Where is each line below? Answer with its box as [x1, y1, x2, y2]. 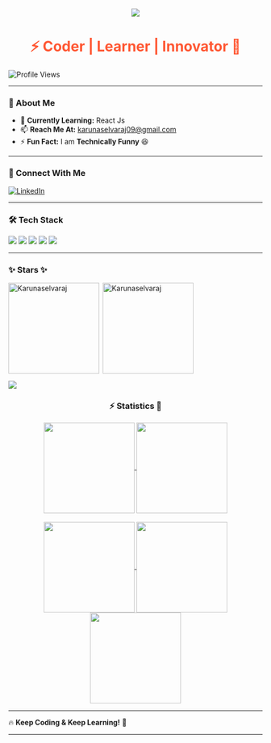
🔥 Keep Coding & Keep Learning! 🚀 [8, 717, 127, 727]
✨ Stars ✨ [8, 264, 48, 275]
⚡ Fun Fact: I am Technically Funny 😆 [19, 137, 149, 147]
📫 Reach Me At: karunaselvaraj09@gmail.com [19, 125, 177, 135]
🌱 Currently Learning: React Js [19, 115, 125, 125]
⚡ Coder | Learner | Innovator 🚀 [30, 37, 241, 56]
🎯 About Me [8, 98, 56, 109]
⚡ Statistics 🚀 [108, 400, 163, 411]
